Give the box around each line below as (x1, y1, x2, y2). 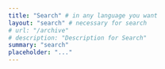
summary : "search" (8, 41, 69, 49)
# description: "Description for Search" (8, 33, 148, 42)
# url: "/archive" (8, 26, 69, 34)
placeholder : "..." (8, 48, 73, 56)
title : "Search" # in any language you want (8, 11, 158, 20)
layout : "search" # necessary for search (8, 19, 148, 27)
